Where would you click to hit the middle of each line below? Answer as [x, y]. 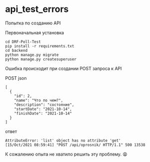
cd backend [16, 50]
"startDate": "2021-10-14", [43, 109]
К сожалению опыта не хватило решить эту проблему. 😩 [66, 154]
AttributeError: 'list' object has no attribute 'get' [63, 141]
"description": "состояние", [44, 105]
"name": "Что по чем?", [39, 100]
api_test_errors [37, 9]
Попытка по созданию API [33, 23]
